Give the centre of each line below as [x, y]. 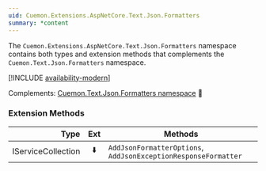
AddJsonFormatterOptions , [156, 147]
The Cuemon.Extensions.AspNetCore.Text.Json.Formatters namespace [122, 45]
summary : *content [38, 23]
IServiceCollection [46, 151]
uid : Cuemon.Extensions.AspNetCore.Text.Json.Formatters [104, 15]
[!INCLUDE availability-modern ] [59, 78]
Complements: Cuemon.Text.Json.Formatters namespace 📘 [106, 93]
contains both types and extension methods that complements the [116, 54]
